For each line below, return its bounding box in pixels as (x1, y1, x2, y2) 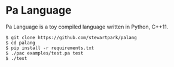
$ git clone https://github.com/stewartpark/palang (5, 34, 137, 40)
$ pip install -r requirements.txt (5, 45, 94, 51)
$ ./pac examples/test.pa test (5, 50, 84, 56)
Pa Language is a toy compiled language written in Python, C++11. (5, 23, 169, 30)
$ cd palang (5, 40, 35, 46)
